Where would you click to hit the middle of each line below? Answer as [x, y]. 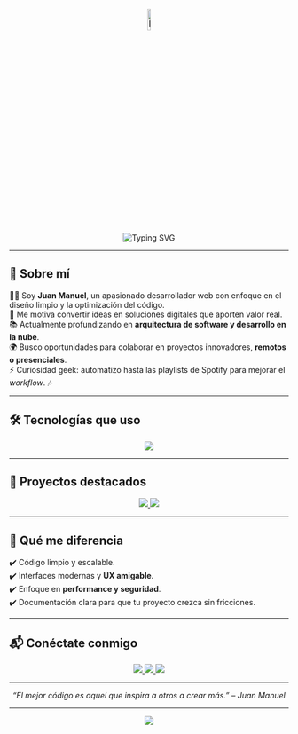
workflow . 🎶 [31, 383]
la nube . [24, 336]
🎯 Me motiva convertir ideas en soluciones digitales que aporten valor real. [146, 314]
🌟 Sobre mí [39, 274]
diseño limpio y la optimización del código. [87, 304]
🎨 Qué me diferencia [67, 540]
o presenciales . [38, 359]
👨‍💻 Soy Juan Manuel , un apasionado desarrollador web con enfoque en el [145, 295]
